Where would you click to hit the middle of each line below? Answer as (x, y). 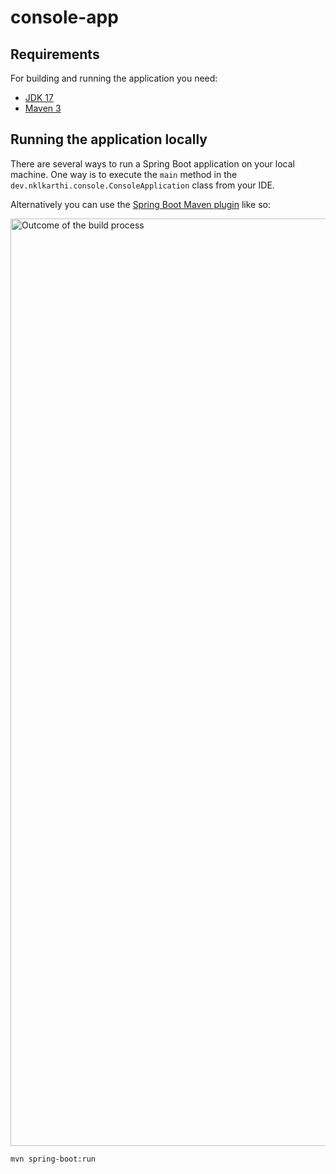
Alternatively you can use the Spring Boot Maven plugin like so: (141, 204)
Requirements (55, 54)
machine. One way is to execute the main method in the (124, 174)
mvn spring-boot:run (53, 1159)
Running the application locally (109, 139)
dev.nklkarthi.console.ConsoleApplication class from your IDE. (142, 185)
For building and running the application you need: (114, 78)
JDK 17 (39, 97)
